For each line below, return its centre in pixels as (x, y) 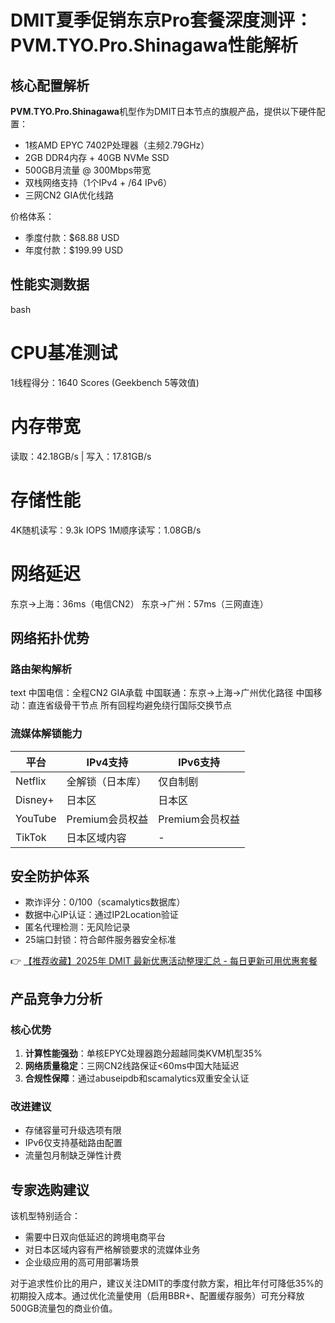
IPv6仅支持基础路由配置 (73, 1143)
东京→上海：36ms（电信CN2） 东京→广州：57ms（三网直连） (139, 603)
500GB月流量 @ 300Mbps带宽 (88, 170)
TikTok (31, 837)
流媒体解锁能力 (46, 734)
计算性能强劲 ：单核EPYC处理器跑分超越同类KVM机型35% (143, 1053)
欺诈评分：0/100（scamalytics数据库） (105, 902)
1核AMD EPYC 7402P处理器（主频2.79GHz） (117, 145)
